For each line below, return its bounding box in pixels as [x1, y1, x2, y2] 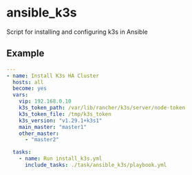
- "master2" [24, 136, 59, 143]
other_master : [19, 130, 59, 137]
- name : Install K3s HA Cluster [6, 72, 99, 79]
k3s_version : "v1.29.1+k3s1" [19, 117, 103, 124]
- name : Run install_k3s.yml [19, 155, 103, 163]
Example [6, 48, 45, 59]
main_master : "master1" [19, 123, 87, 130]
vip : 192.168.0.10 [19, 98, 72, 105]
